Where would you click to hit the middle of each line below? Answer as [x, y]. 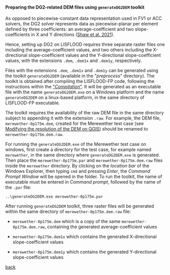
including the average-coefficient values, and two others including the [79, 50]
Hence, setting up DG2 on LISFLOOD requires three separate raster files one [85, 44]
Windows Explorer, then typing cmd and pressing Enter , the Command [78, 171]
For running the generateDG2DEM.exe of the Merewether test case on [76, 144]
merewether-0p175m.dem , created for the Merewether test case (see [75, 124]
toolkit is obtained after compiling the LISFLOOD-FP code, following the [80, 81]
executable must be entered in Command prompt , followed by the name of [83, 182]
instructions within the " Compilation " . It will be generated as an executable [83, 87]
